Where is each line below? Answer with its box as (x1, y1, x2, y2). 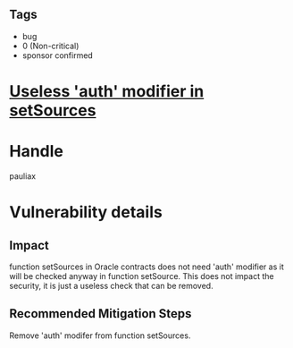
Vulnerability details (9, 202, 163, 223)
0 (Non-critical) (21, 40, 80, 51)
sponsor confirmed (21, 49, 94, 61)
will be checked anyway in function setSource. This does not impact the (9, 270, 274, 281)
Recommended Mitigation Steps (9, 306, 192, 321)
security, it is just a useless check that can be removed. (9, 280, 213, 291)
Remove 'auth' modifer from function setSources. (9, 330, 191, 341)
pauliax (9, 170, 37, 182)
